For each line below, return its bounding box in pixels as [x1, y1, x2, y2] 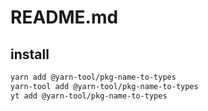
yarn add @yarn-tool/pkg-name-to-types [10, 72, 177, 82]
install [10, 46, 50, 63]
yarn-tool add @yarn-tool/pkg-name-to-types [10, 81, 199, 91]
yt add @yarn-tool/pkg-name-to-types [10, 91, 168, 101]
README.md [10, 6, 119, 29]
